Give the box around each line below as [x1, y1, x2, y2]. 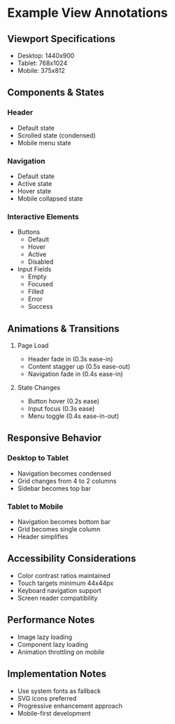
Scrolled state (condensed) [17, 131, 96, 140]
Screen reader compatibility [17, 594, 98, 602]
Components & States [7, 86, 105, 99]
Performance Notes [7, 614, 95, 626]
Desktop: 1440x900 [17, 51, 75, 60]
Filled [27, 288, 44, 296]
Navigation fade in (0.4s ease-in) [27, 370, 124, 378]
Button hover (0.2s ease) [27, 397, 100, 405]
